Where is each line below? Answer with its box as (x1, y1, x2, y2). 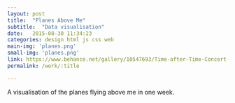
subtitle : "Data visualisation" (7, 23, 105, 30)
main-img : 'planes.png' (7, 43, 77, 50)
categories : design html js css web (7, 36, 114, 43)
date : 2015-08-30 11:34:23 (7, 29, 92, 37)
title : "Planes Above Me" (7, 17, 86, 24)
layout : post (7, 10, 45, 18)
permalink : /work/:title (7, 62, 80, 69)
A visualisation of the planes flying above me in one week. (7, 88, 175, 96)
